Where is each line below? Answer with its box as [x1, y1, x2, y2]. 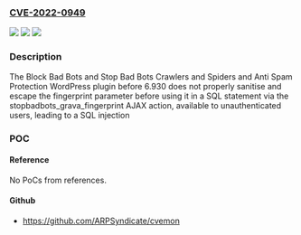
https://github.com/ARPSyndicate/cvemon [22, 215, 181, 226]
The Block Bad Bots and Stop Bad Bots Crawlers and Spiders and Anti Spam [9, 70, 293, 82]
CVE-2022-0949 [9, 6, 86, 19]
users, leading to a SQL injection [9, 109, 130, 120]
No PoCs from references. [9, 174, 107, 185]
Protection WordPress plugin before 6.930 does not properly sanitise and [9, 80, 282, 91]
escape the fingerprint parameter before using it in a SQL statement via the [9, 90, 289, 101]
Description [9, 51, 62, 63]
